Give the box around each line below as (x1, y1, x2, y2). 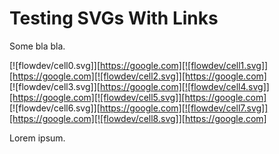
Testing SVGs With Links (9, 7, 219, 30)
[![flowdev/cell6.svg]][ (9, 102, 101, 114)
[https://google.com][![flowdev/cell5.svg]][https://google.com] (9, 91, 267, 103)
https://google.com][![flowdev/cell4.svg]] (99, 80, 270, 92)
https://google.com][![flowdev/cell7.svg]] (99, 102, 269, 114)
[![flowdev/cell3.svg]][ (9, 80, 101, 92)
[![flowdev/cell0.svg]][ (9, 59, 101, 71)
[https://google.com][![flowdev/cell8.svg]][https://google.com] (9, 112, 267, 124)
